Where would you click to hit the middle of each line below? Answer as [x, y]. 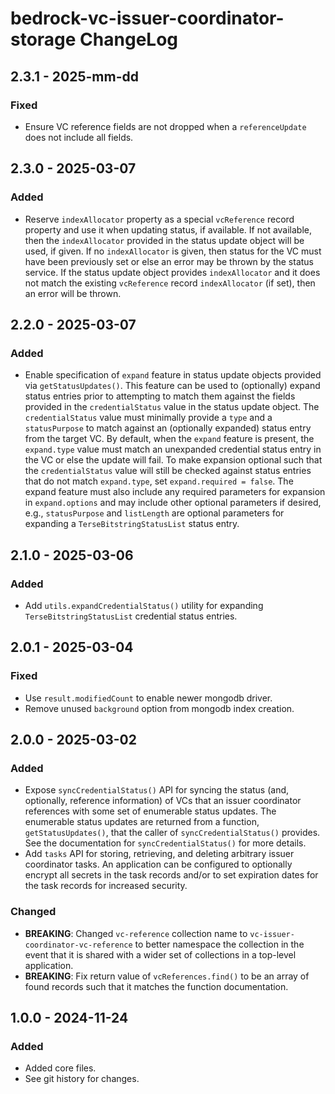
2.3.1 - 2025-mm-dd [74, 76]
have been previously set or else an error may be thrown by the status [169, 261]
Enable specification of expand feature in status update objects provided [173, 375]
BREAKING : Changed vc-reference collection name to [136, 933]
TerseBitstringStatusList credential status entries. [131, 616]
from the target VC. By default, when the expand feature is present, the [169, 439]
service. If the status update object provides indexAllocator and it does [172, 272]
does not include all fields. [79, 137]
